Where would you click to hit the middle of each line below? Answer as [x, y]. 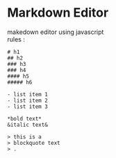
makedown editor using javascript [56, 32]
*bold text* [24, 119]
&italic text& [28, 125]
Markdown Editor [58, 13]
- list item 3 [28, 106]
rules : [16, 39]
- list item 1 [28, 94]
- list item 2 [28, 100]
